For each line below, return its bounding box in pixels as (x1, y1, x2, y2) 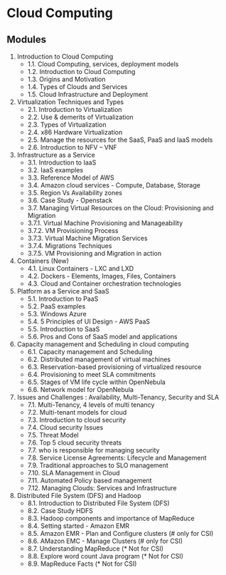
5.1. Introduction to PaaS (27, 294, 99, 303)
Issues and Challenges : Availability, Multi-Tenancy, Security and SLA (16, 393, 220, 401)
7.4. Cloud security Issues (27, 423, 104, 432)
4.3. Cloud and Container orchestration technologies (27, 279, 182, 288)
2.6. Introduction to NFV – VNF (27, 143, 118, 151)
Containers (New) (16, 257, 69, 265)
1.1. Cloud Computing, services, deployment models (27, 60, 179, 68)
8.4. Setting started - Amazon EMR (27, 522, 129, 530)
